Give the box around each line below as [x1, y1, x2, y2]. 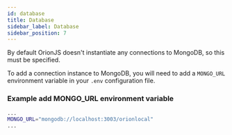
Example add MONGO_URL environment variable [7, 94, 174, 104]
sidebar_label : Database [7, 23, 79, 30]
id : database [7, 10, 45, 17]
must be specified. [7, 56, 60, 64]
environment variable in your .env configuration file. [7, 77, 156, 85]
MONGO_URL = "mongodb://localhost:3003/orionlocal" [7, 116, 154, 123]
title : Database [7, 17, 54, 24]
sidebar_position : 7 [7, 29, 67, 37]
